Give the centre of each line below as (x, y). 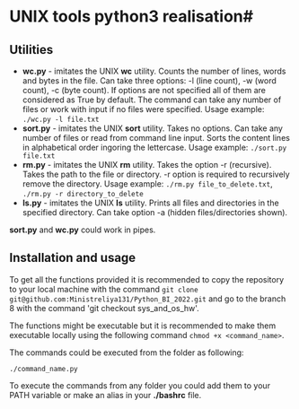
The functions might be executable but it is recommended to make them (143, 326)
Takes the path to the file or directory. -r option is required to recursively (156, 174)
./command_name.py (44, 369)
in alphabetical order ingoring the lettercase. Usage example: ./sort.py (154, 147)
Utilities (31, 50)
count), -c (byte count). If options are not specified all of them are (144, 90)
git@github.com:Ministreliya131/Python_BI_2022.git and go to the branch (148, 299)
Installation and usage (73, 258)
